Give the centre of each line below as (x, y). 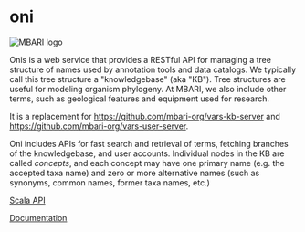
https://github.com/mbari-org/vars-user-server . (99, 126)
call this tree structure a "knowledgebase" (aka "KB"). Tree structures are (147, 79)
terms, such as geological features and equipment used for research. (139, 99)
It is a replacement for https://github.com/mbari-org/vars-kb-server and (145, 116)
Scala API (27, 200)
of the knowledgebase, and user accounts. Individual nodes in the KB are (147, 153)
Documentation (38, 217)
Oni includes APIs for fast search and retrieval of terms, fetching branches (149, 143)
